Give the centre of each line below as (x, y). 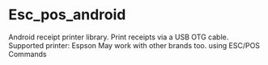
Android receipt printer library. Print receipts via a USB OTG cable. (119, 37)
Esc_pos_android (67, 15)
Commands (28, 54)
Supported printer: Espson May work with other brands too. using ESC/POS (134, 45)
